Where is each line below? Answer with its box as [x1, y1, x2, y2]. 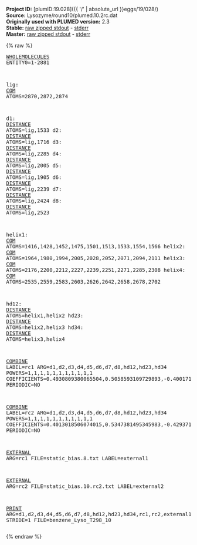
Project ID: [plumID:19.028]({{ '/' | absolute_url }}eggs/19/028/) [6, 6, 159, 12]
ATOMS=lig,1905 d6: [6, 174, 62, 181]
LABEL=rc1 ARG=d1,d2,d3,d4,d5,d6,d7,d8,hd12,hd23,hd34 [6, 364, 167, 370]
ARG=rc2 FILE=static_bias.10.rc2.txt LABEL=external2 [6, 483, 164, 490]
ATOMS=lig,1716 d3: [6, 139, 62, 145]
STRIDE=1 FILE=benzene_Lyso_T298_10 [6, 517, 111, 523]
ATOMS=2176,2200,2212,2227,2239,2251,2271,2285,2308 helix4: [6, 267, 186, 273]
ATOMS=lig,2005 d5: [6, 162, 62, 169]
